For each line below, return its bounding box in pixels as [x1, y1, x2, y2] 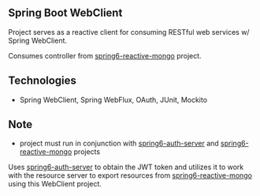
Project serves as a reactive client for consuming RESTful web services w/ [8, 27, 250, 36]
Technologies [8, 74, 77, 88]
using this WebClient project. [8, 179, 102, 189]
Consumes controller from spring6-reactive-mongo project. [8, 51, 202, 60]
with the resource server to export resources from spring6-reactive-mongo [8, 171, 252, 180]
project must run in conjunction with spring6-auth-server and [19, 138, 219, 149]
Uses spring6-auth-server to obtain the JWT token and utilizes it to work [8, 162, 244, 172]
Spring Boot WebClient [8, 6, 123, 20]
